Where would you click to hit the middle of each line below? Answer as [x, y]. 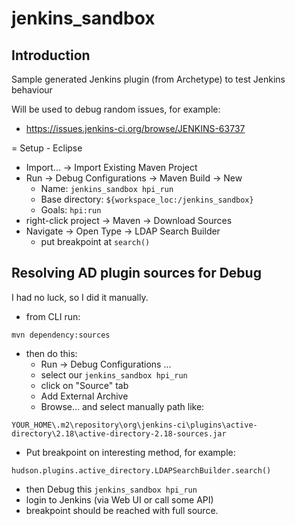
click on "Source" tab [84, 385]
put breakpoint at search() [95, 241]
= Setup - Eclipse [47, 148]
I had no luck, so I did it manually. [80, 297]
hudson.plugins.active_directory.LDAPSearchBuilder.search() [141, 470]
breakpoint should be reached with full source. [122, 510]
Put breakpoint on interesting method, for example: [130, 452]
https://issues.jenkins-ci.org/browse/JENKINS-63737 [135, 128]
